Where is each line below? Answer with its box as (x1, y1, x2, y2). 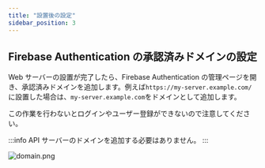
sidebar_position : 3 (8, 19, 77, 27)
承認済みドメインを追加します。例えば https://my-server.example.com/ (21, 82, 252, 91)
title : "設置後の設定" (8, 11, 76, 20)
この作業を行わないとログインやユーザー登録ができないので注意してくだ (8, 109, 244, 118)
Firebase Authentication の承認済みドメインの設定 (8, 50, 258, 63)
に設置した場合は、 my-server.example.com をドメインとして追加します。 (8, 92, 241, 102)
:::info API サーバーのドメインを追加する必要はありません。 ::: (8, 136, 209, 145)
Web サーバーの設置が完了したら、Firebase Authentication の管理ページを (8, 73, 251, 82)
